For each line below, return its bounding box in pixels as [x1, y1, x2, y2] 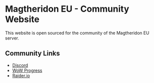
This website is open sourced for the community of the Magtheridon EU [5, 30, 150, 36]
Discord [12, 62, 28, 68]
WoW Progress [12, 67, 43, 73]
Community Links [5, 49, 60, 58]
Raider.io [12, 72, 30, 79]
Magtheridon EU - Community [5, 3, 130, 15]
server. [5, 35, 20, 41]
